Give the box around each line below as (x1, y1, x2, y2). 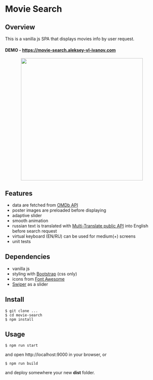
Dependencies (5, 253, 50, 261)
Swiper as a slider (12, 281, 48, 287)
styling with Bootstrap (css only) (12, 270, 77, 277)
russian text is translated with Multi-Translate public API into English (12, 223, 149, 229)
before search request (12, 228, 57, 234)
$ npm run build (5, 361, 38, 366)
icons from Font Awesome (12, 276, 65, 282)
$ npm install (5, 317, 34, 322)
